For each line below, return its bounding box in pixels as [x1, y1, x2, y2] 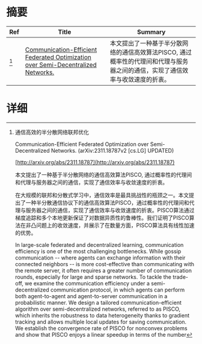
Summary [137, 28, 166, 36]
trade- [172, 273, 188, 281]
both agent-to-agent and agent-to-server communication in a [14, 292, 168, 299]
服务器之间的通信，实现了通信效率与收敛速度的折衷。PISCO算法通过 [25, 206, 195, 214]
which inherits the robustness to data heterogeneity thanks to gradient [14, 311, 190, 319]
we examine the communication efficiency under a [25, 279, 150, 287]
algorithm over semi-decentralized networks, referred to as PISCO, [14, 305, 181, 313]
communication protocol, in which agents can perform [50, 286, 185, 293]
